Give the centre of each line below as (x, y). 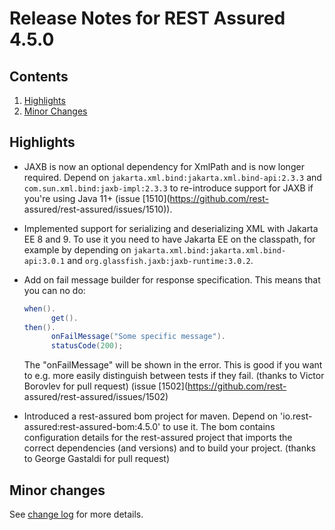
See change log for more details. (76, 514)
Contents (39, 76)
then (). (39, 327)
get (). (64, 318)
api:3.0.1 (44, 261)
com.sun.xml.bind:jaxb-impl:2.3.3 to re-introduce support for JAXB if (168, 188)
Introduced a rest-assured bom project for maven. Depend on (151, 416)
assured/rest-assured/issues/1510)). (98, 209)
